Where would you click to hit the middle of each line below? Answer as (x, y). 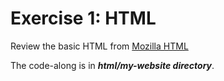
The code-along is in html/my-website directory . (112, 65)
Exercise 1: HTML (83, 18)
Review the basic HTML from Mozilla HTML (99, 46)
